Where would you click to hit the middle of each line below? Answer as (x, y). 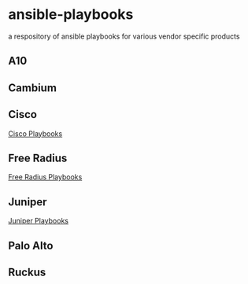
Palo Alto (31, 245)
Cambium (33, 88)
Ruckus (27, 272)
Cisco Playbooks (35, 133)
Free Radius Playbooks (45, 177)
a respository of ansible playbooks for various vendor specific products (124, 36)
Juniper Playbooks (39, 221)
